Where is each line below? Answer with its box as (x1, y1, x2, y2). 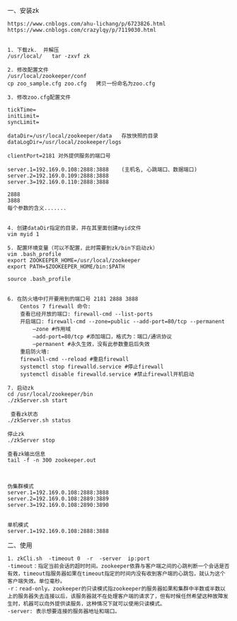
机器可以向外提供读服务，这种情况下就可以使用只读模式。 (23, 600, 166, 608)
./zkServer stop (7, 437, 55, 444)
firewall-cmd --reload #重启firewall (20, 356, 129, 363)
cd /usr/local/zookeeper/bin (7, 391, 93, 398)
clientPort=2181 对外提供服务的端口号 (7, 152, 111, 160)
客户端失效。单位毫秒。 (7, 578, 66, 585)
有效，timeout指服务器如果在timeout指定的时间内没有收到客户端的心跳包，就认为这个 (7, 570, 226, 577)
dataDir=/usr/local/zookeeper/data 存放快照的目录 (7, 133, 158, 140)
